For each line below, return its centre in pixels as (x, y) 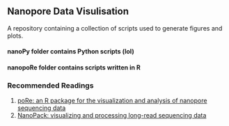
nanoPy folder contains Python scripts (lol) (71, 52)
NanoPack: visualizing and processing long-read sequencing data (112, 116)
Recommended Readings (50, 85)
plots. (15, 36)
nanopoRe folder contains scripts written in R (74, 68)
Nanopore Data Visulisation (68, 11)
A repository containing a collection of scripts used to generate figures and (115, 28)
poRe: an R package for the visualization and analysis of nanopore (112, 101)
